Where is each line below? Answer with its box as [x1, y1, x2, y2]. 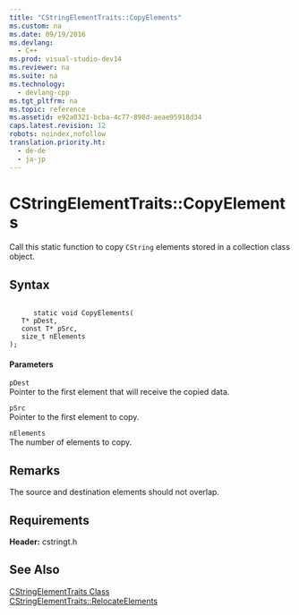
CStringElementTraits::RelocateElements [9, 595, 158, 606]
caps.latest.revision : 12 [9, 122, 106, 131]
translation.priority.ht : [9, 138, 106, 147]
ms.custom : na [9, 21, 63, 30]
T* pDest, [21, 317, 58, 326]
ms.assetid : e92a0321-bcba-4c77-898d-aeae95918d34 [9, 113, 202, 122]
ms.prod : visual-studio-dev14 [9, 55, 123, 64]
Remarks [9, 463, 61, 478]
